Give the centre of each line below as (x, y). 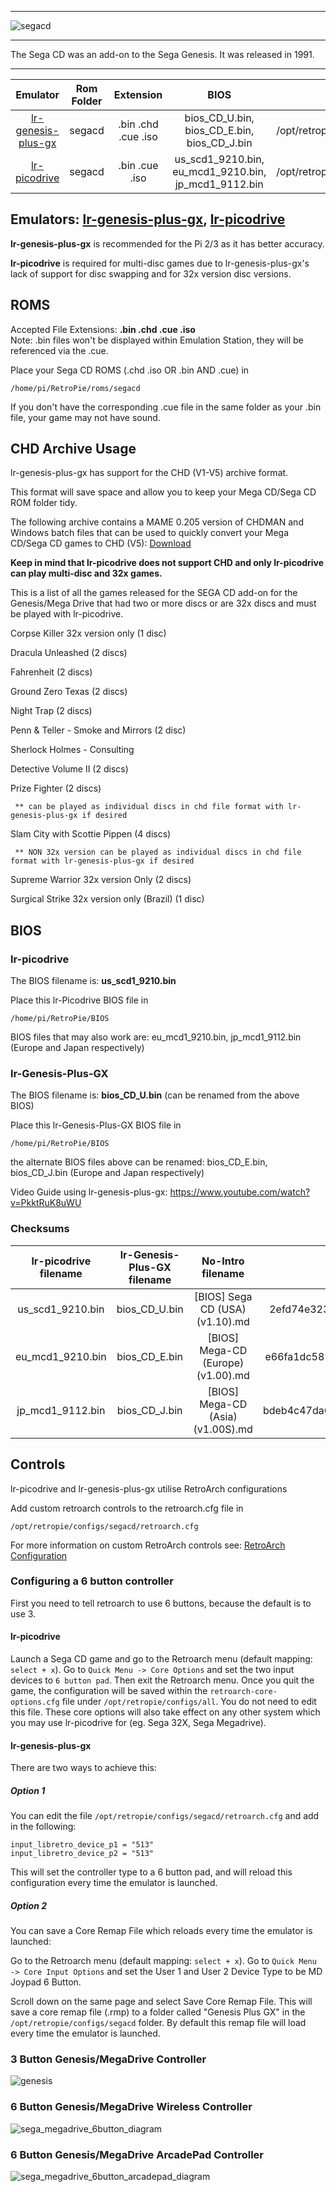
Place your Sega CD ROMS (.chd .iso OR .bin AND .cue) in (130, 370)
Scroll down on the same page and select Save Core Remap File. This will (161, 2002)
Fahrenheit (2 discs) (51, 672)
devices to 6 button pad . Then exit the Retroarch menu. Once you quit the (162, 1680)
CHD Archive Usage (73, 449)
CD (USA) (223, 1309)
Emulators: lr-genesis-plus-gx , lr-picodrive (148, 219)
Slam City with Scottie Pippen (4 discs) (91, 834)
